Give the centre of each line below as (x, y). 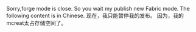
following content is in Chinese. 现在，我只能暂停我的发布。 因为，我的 (95, 15)
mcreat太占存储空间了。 (37, 23)
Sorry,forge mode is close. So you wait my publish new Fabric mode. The (98, 9)
